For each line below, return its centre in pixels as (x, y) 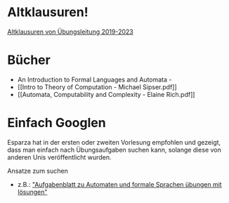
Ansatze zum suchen (38, 171)
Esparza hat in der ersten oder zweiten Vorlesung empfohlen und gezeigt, (114, 142)
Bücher (29, 60)
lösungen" (32, 192)
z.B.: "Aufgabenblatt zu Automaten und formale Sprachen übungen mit (120, 184)
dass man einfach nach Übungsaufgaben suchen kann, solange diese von (114, 150)
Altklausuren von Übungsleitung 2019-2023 (70, 32)
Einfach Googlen (57, 123)
